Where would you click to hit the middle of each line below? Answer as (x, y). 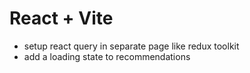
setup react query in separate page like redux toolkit (131, 46)
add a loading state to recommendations (107, 56)
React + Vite (61, 18)
